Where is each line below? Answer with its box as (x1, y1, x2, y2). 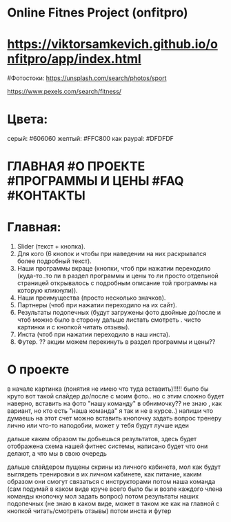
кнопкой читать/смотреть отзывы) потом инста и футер (7, 507, 172, 515)
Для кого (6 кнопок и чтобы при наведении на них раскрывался (17, 250, 207, 258)
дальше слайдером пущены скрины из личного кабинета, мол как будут (7, 463, 221, 471)
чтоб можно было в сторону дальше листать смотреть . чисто (17, 316, 201, 324)
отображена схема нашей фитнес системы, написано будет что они (7, 442, 208, 450)
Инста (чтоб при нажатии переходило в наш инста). (17, 330, 170, 339)
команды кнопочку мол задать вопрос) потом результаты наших (7, 492, 199, 501)
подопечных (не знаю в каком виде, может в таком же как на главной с (7, 499, 220, 508)
